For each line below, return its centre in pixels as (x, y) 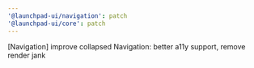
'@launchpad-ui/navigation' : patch (68, 16)
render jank (27, 55)
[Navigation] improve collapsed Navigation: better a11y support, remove (127, 46)
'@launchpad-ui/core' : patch (57, 23)
